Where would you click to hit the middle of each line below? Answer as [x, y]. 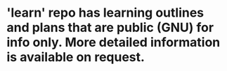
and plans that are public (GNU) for [110, 27]
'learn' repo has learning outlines [105, 13]
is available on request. [76, 57]
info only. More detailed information [113, 42]
